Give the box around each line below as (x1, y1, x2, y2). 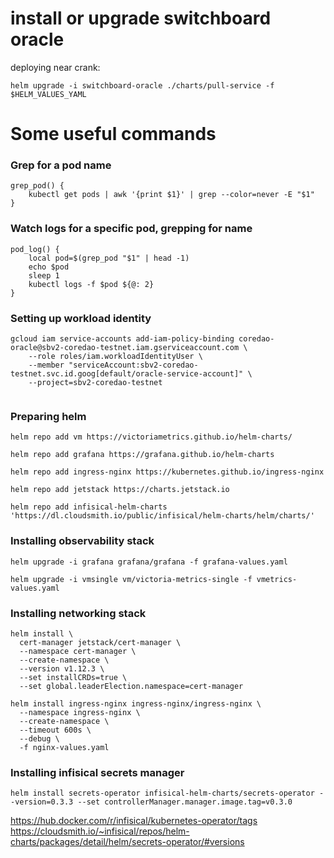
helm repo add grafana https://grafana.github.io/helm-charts (10, 450, 275, 460)
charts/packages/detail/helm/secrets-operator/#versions (10, 836, 245, 848)
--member (28, 360, 65, 371)
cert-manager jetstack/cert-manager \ (19, 637, 182, 647)
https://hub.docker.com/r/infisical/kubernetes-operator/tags (10, 815, 258, 827)
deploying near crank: (10, 61, 101, 73)
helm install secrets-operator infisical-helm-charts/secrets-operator (10, 788, 315, 799)
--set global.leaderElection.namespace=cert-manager (19, 681, 244, 691)
